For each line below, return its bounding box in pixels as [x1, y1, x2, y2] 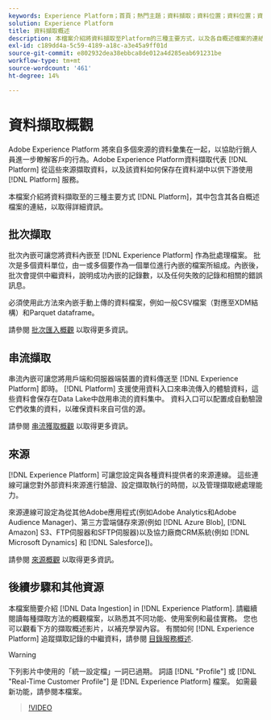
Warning [8, 650, 36, 660]
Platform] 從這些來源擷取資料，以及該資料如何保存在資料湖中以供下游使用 [8, 164, 253, 174]
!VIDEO [27, 702, 52, 712]
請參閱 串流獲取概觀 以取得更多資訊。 [8, 421, 133, 431]
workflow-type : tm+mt [8, 57, 81, 65]
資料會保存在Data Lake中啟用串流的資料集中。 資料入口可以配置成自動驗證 [15, 394, 263, 404]
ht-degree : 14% [8, 72, 60, 80]
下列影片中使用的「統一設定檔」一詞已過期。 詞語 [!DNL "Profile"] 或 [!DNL [8, 666, 256, 676]
